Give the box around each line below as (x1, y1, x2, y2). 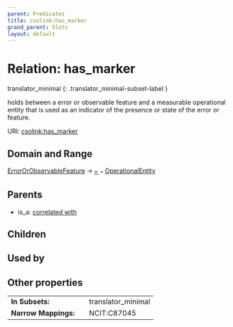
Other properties (7, 277, 83, 289)
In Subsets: (11, 296, 50, 306)
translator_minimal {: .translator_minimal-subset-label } (7, 85, 168, 93)
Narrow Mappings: (11, 309, 75, 318)
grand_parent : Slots (7, 23, 69, 31)
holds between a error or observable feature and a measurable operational (7, 98, 226, 107)
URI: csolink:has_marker (7, 127, 78, 136)
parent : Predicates (7, 10, 65, 18)
